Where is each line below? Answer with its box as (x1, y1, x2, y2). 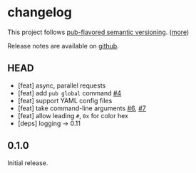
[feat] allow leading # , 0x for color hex (17, 111, 128, 120)
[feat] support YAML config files (17, 96, 113, 105)
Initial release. (7, 158, 48, 167)
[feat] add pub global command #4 (17, 88, 122, 97)
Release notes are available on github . (7, 41, 119, 50)
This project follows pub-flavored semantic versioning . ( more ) (7, 28, 190, 36)
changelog (7, 4, 73, 21)
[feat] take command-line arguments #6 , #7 (17, 104, 146, 112)
